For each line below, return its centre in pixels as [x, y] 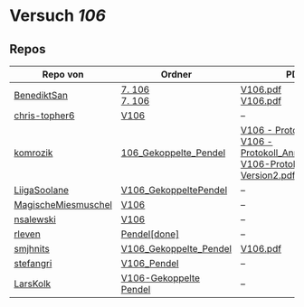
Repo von [63, 74]
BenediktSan [41, 95]
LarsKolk [33, 284]
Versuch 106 [58, 16]
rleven [27, 234]
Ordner [176, 74]
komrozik [33, 153]
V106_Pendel [150, 263]
